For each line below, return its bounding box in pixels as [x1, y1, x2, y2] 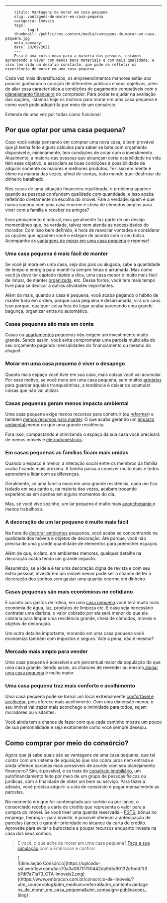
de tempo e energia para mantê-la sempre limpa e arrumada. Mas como [5, 267, 153, 273]
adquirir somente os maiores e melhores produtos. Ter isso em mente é [5, 165, 152, 171]
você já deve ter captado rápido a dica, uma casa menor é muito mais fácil [5, 272, 158, 278]
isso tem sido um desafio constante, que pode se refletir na [5, 62, 137, 67]
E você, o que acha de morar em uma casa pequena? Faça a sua [17, 840, 150, 846]
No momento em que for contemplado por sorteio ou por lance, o [5, 799, 139, 805]
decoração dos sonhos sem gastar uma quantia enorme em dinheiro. [5, 576, 147, 582]
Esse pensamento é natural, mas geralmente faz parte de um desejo [5, 216, 145, 222]
